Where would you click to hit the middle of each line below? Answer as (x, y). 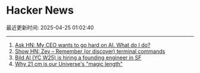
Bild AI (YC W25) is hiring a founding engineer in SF (78, 58)
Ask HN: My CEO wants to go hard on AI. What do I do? (82, 45)
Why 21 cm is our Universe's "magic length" (69, 64)
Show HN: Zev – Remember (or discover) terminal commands (90, 51)
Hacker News (40, 10)
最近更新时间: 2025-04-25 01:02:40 (50, 27)
